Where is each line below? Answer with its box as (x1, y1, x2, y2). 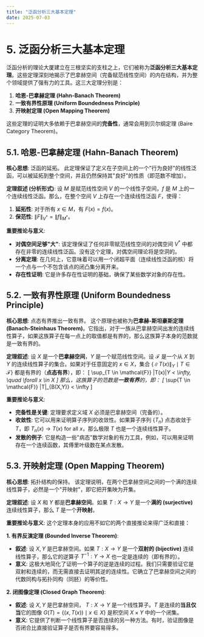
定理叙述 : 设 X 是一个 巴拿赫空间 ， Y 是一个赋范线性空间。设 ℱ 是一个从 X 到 (6, 353, 195, 360)
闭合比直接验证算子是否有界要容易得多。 (20, 624, 122, 632)
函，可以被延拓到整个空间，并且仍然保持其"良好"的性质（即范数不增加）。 (6, 172, 190, 179)
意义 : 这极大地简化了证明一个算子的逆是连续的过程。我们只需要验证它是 (15, 560, 194, 568)
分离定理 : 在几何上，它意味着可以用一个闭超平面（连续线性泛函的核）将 (15, 255, 194, 263)
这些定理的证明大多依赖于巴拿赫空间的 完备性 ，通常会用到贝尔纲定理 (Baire (6, 120, 193, 128)
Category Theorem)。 (6, 128, 61, 135)
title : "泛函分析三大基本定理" (6, 9, 76, 15)
